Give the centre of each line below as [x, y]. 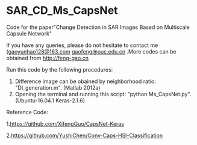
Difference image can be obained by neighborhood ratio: [86, 81]
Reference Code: [27, 112]
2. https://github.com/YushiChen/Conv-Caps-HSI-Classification [85, 135]
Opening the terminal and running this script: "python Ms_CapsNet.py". [103, 94]
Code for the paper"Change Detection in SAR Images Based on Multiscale [98, 27]
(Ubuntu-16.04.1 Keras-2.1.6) [50, 100]
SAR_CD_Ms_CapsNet [62, 11]
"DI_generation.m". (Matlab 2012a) [58, 87]
